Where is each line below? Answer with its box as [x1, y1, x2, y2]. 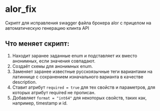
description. [12, 79, 37, 85]
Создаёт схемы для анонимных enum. [12, 63, 93, 69]
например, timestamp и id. [12, 100, 68, 106]
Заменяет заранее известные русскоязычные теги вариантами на [12, 68, 153, 74]
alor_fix [5, 3, 37, 15]
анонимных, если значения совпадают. [12, 58, 95, 64]
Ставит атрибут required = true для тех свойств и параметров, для [12, 84, 156, 90]
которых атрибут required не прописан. [12, 89, 96, 95]
